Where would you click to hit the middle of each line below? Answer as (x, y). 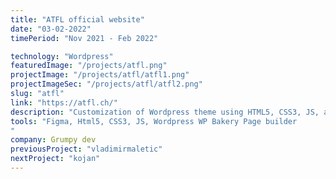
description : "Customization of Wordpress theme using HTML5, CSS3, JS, (165, 112)
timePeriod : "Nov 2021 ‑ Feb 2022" (84, 38)
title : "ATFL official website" (77, 19)
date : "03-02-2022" (51, 29)
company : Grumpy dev (53, 140)
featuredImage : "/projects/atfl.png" (89, 66)
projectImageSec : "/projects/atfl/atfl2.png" (106, 84)
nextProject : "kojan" (55, 159)
